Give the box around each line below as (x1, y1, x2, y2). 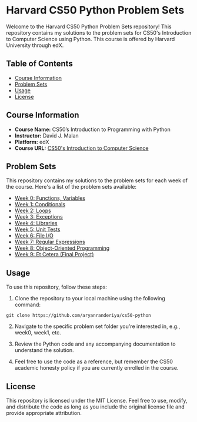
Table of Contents (6, 59, 74, 69)
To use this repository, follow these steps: (6, 283, 108, 291)
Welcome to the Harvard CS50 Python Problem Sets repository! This (6, 23, 172, 30)
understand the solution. (14, 347, 75, 354)
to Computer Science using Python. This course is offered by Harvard (6, 35, 175, 42)
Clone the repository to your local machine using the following (14, 295, 166, 302)
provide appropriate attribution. (6, 410, 82, 416)
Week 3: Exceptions (14, 213, 63, 220)
